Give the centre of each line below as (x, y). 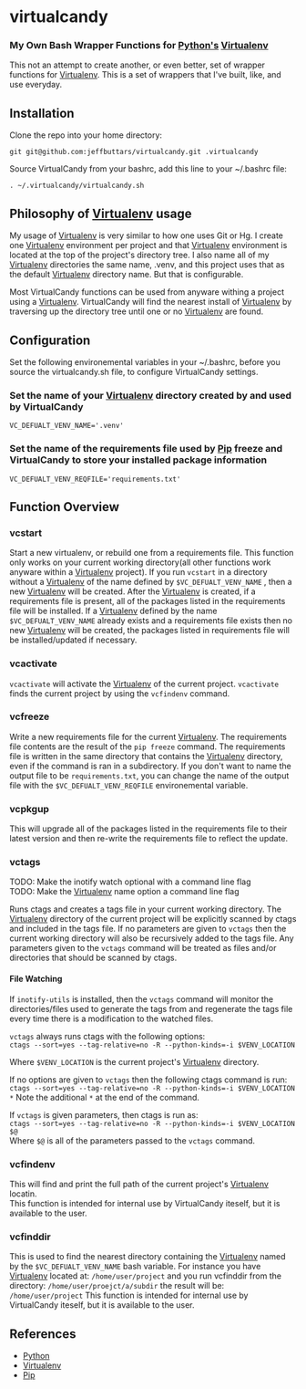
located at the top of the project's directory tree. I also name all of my (140, 255)
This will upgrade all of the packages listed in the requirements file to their (148, 829)
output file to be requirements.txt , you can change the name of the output (149, 775)
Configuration (50, 340)
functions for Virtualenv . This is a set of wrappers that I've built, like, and (146, 75)
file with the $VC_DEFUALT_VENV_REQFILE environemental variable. (129, 785)
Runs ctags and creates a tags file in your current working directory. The (146, 909)
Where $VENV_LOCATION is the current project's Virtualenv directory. (134, 1061)
